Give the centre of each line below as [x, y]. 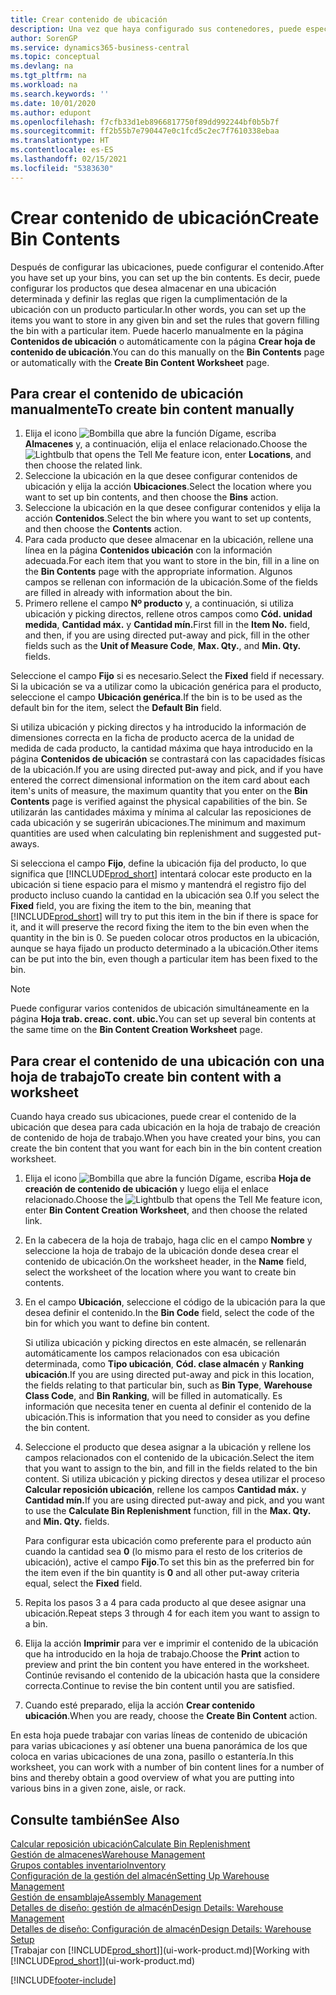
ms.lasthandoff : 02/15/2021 [69, 159]
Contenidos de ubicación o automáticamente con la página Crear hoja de [163, 341]
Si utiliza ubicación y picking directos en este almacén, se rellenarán [165, 1343]
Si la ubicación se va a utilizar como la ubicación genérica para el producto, [166, 687]
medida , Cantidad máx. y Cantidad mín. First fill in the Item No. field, [167, 625]
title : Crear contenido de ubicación [89, 19]
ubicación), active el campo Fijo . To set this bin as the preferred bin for [169, 1562]
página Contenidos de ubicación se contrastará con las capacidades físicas [168, 759]
